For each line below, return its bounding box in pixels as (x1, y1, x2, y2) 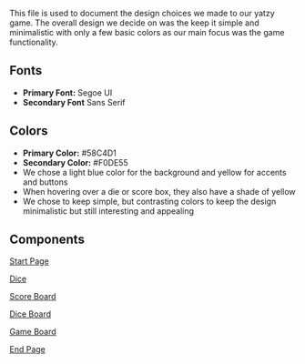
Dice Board (9, 308, 52, 319)
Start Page (9, 256, 50, 267)
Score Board (9, 291, 56, 302)
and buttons (22, 177, 68, 187)
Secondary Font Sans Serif (22, 96, 126, 107)
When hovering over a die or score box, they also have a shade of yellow (22, 186, 296, 197)
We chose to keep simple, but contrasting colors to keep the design (22, 196, 277, 207)
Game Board (9, 327, 56, 338)
